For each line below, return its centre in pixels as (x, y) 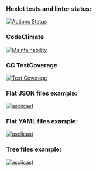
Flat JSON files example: (42, 93)
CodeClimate (25, 37)
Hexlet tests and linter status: (49, 9)
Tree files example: (34, 149)
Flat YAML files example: (42, 121)
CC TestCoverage (32, 65)
